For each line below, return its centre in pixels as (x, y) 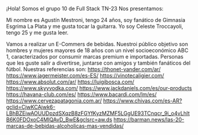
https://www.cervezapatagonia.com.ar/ (54, 101)
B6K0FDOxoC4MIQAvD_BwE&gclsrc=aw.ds (59, 120)
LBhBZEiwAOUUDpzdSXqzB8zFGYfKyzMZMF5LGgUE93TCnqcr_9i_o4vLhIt (98, 113)
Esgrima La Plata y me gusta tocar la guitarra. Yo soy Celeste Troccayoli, (95, 26)
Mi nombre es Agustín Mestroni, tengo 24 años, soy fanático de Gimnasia (96, 20)
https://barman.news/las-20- (149, 120)
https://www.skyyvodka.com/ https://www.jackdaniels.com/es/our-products (99, 88)
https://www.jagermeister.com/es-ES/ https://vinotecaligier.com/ (85, 75)
